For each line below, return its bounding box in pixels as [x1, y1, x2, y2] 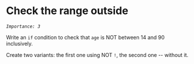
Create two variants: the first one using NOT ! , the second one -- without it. [6, 51, 189, 58]
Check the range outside [6, 4, 129, 18]
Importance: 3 [6, 23, 41, 29]
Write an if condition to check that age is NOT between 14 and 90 [6, 33, 165, 41]
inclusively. [6, 40, 33, 47]
